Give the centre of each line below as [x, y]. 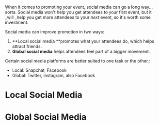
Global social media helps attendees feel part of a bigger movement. [81, 51]
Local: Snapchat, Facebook [39, 70]
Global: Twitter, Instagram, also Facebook [54, 75]
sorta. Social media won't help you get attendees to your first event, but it [78, 12]
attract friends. [27, 46]
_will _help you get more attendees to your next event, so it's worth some [78, 17]
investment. [17, 22]
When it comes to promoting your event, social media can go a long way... [79, 7]
